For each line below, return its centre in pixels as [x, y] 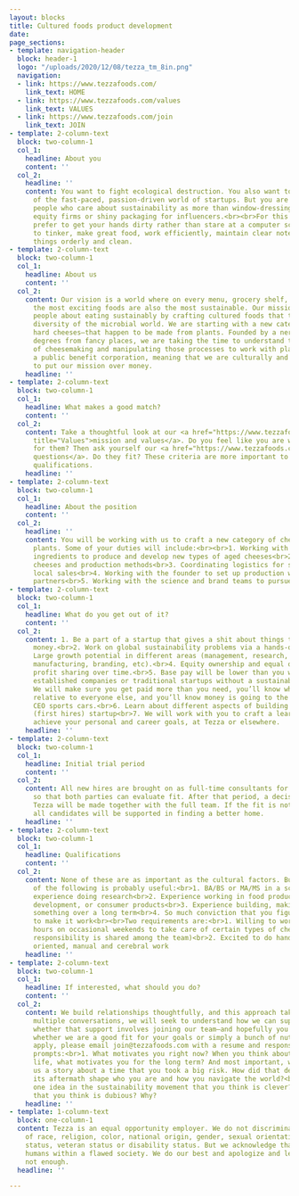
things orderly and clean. [83, 242]
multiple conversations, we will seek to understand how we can [154, 1021]
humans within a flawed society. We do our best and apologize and [153, 1153]
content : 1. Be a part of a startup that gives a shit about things [155, 639]
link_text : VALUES [59, 109]
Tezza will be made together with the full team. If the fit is [154, 805]
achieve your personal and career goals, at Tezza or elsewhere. [156, 722]
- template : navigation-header [67, 51]
